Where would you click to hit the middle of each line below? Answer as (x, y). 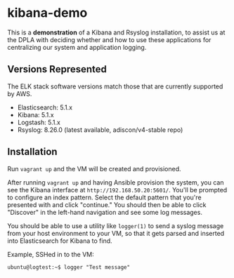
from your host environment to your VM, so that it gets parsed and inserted (116, 233)
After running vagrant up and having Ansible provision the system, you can (116, 182)
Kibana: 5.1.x (35, 114)
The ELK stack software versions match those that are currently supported (115, 86)
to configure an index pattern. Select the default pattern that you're (104, 197)
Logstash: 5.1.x (39, 122)
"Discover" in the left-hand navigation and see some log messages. (105, 212)
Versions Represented (57, 69)
